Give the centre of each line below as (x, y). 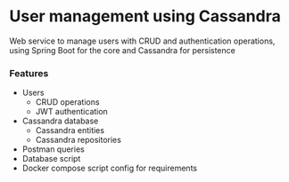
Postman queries (53, 149)
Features (29, 73)
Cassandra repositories (78, 140)
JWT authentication (72, 112)
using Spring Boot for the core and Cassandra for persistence (123, 50)
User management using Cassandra (145, 16)
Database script (51, 159)
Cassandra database (60, 121)
